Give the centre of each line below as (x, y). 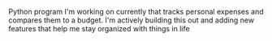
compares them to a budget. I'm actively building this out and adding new (131, 20)
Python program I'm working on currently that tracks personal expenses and (136, 12)
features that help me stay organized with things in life (99, 29)
